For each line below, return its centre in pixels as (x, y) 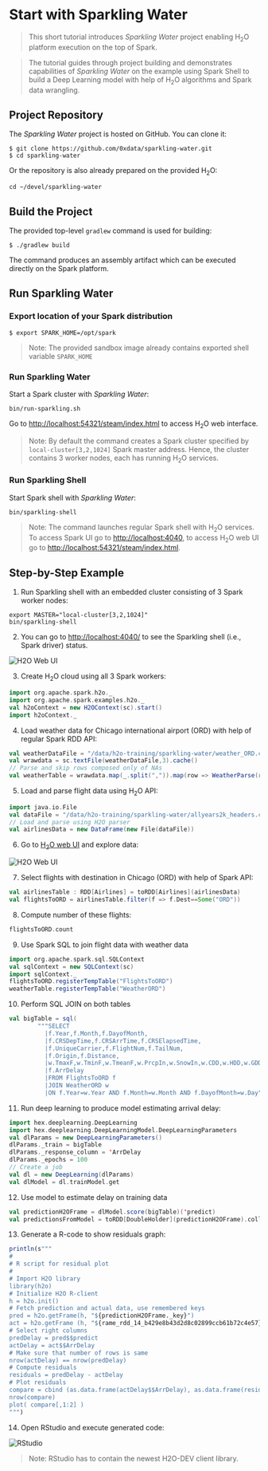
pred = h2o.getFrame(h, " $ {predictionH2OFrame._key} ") (102, 1316)
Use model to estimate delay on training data (94, 1197)
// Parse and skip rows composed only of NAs (85, 768)
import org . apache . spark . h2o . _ (61, 693)
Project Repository (56, 114)
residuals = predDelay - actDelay (66, 1375)
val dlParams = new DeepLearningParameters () (85, 1138)
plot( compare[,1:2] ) (47, 1405)
